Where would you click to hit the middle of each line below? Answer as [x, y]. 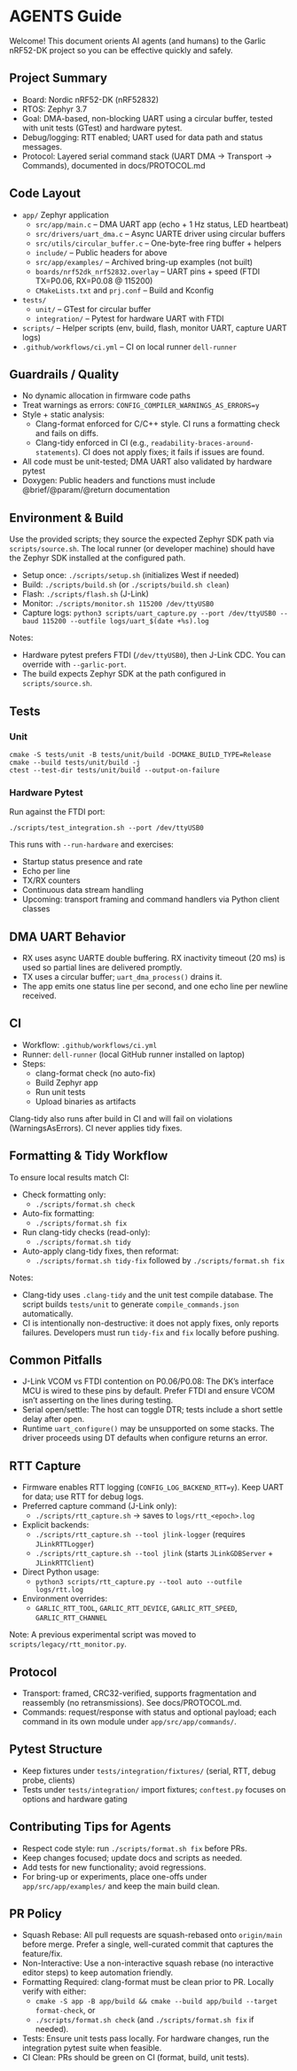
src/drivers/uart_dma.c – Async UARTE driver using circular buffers [160, 233]
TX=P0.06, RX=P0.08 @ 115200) [94, 280]
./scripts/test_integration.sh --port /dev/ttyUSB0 [106, 828]
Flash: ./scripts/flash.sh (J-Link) [85, 594]
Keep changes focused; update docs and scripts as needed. [132, 1857]
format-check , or [65, 2011]
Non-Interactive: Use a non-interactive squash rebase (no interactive [148, 1963]
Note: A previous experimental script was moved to [103, 1635]
